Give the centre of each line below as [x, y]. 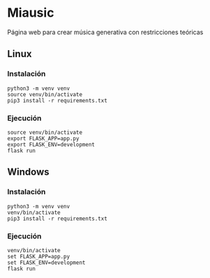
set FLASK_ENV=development [46, 263]
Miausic [31, 13]
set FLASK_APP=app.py [39, 256]
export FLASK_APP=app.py [43, 138]
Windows [28, 172]
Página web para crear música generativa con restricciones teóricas [105, 32]
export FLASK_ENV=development [51, 144]
